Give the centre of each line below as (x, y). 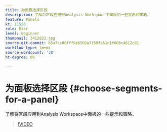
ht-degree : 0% (20, 57)
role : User (17, 29)
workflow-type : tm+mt (28, 48)
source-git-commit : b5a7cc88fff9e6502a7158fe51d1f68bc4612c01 (72, 43)
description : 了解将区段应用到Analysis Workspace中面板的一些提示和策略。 (78, 15)
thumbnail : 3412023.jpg (30, 39)
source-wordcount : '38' (30, 52)
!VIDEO (25, 124)
